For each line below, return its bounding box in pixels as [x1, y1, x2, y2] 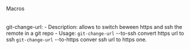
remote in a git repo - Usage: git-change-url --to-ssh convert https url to [6, 30, 184, 37]
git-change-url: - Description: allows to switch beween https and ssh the [6, 23, 182, 30]
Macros [6, 5, 25, 12]
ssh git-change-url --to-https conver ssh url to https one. [6, 35, 148, 43]
